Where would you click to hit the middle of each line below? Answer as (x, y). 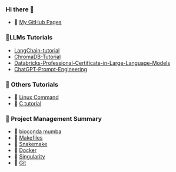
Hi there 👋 (20, 9)
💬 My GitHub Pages (38, 22)
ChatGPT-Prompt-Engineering (51, 69)
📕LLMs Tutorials (29, 38)
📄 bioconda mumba (38, 131)
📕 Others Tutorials (32, 84)
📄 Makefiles (28, 138)
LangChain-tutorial (37, 50)
